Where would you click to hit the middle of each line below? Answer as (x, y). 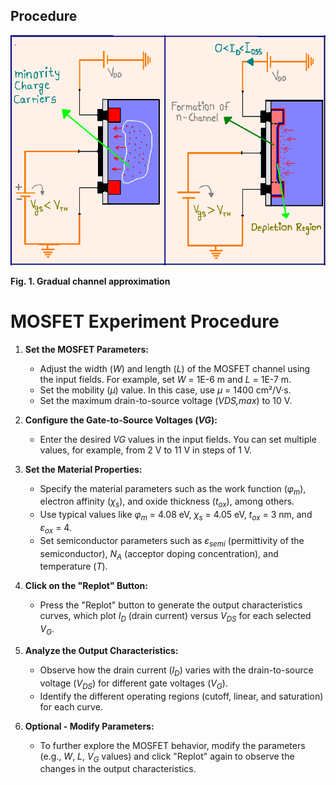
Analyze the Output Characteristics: (101, 651)
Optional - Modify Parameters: (89, 726)
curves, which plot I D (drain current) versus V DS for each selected (175, 617)
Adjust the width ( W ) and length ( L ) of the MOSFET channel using (175, 368)
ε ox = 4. (55, 529)
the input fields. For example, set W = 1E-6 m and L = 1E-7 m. (165, 379)
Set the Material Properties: (83, 469)
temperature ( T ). (73, 566)
